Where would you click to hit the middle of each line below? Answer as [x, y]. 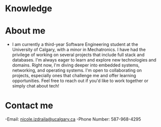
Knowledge [29, 9]
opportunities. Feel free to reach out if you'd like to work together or [80, 81]
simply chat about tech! [36, 86]
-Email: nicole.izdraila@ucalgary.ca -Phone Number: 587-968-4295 [73, 119]
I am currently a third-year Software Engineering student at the [75, 44]
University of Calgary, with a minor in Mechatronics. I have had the [79, 50]
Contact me [29, 106]
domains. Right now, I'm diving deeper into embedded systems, [76, 65]
